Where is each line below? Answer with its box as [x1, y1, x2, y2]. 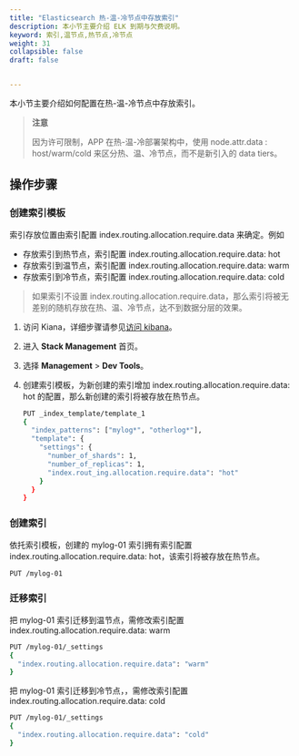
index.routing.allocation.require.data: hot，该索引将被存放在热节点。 [9, 550, 265, 561]
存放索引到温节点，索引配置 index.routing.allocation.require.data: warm [22, 260, 290, 271]
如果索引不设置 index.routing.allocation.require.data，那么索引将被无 [31, 291, 289, 301]
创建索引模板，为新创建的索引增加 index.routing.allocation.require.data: [22, 379, 291, 390]
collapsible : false [9, 47, 84, 56]
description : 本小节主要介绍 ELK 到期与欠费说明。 [9, 22, 184, 31]
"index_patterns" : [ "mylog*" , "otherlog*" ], [31, 425, 203, 435]
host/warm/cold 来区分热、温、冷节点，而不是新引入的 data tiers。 [31, 148, 283, 158]
